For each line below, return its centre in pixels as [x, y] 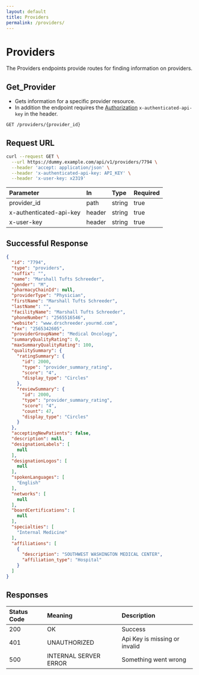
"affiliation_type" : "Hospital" [62, 560]
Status [19, 612]
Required [147, 193]
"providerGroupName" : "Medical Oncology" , [65, 334]
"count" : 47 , [38, 411]
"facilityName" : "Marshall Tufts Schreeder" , [69, 312]
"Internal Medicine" [42, 532]
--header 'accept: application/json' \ [61, 167]
